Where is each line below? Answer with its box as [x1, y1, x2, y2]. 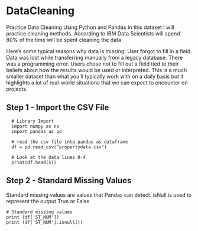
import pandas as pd [11, 128, 62, 134]
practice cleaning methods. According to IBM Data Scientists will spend [6, 30, 180, 37]
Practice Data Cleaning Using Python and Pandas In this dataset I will [6, 24, 174, 31]
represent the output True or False [6, 197, 90, 204]
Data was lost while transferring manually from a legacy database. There [6, 54, 183, 61]
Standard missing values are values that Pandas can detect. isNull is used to [6, 191, 192, 199]
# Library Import [11, 118, 54, 124]
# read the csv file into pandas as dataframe [11, 139, 128, 145]
